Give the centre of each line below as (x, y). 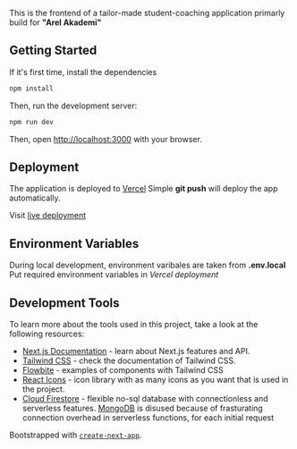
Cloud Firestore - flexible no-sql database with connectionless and (145, 398)
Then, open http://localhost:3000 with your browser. (106, 139)
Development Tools (64, 303)
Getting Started (53, 51)
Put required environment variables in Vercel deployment (114, 275)
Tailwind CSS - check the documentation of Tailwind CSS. (129, 360)
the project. (43, 389)
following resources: (47, 334)
